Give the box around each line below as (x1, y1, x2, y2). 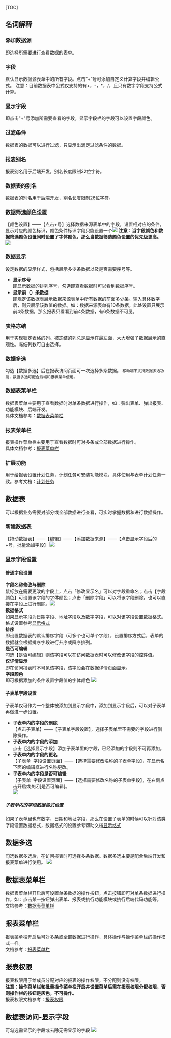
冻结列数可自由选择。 (18, 341, 64, 348)
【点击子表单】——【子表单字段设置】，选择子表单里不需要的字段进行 (12, 726, 158, 732)
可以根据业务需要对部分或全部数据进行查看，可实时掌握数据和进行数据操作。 (5, 509, 166, 515)
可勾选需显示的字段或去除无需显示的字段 (5, 1027, 90, 1033)
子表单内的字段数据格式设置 (5, 802, 64, 808)
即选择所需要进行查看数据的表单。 (5, 49, 77, 56)
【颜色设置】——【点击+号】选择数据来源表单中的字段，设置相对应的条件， (5, 221, 164, 227)
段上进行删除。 (18, 601, 50, 607)
